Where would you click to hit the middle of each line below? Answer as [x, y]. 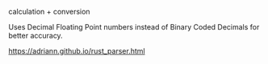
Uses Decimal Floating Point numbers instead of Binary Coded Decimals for [134, 27]
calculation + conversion [49, 12]
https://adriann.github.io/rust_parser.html [77, 51]
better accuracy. [36, 36]
